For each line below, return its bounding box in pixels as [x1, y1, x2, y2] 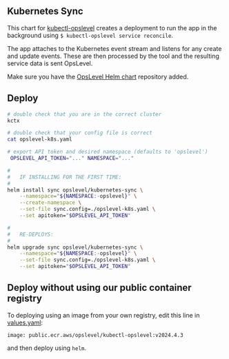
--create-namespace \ [19, 199, 81, 206]
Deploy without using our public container [7, 282, 192, 294]
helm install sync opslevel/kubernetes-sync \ [7, 186, 143, 194]
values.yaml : [7, 318, 43, 327]
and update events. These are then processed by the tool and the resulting [7, 52, 219, 60]
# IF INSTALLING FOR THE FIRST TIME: [7, 174, 122, 181]
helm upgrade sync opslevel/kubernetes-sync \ [7, 244, 143, 251]
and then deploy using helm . [7, 344, 87, 352]
